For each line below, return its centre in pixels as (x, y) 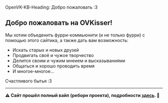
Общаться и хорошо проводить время (53, 66)
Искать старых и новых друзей (45, 50)
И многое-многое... (33, 71)
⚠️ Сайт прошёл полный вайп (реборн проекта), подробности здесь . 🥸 (82, 95)
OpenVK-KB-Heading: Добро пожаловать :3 (51, 7)
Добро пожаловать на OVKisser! (59, 23)
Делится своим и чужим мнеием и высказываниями (69, 60)
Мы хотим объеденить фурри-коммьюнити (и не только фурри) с (75, 35)
